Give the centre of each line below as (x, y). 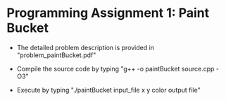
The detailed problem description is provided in (85, 47)
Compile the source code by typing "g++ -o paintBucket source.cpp (115, 69)
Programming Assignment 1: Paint (108, 13)
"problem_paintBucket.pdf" (56, 55)
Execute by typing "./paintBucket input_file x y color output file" (109, 90)
